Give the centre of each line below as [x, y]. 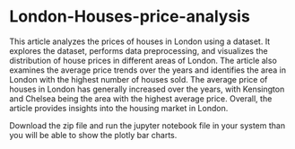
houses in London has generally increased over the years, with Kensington [147, 89]
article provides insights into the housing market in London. [119, 108]
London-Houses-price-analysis [130, 17]
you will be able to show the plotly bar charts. [93, 135]
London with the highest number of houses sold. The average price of [139, 79]
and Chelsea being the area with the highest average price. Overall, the [141, 98]
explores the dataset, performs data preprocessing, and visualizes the [139, 50]
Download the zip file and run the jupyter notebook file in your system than [147, 125]
